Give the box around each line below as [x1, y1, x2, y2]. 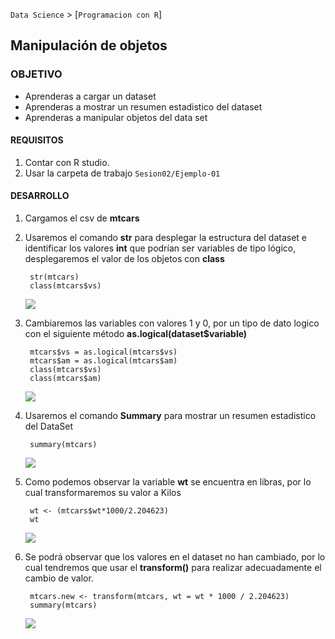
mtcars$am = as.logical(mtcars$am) [29, 356, 178, 366]
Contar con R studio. [24, 156, 110, 168]
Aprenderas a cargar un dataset [24, 90, 157, 102]
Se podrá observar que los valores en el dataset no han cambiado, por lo [24, 551, 326, 563]
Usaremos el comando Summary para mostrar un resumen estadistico [24, 410, 317, 422]
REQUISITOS [10, 134, 64, 146]
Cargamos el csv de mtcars [24, 212, 140, 224]
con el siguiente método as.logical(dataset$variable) [24, 328, 248, 340]
